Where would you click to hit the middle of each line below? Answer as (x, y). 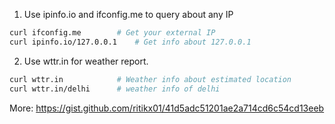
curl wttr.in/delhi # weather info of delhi (115, 89)
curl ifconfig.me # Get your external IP (112, 33)
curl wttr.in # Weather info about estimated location (150, 79)
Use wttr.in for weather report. (86, 61)
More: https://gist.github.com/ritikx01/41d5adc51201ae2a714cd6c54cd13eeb (167, 108)
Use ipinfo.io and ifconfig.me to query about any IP (128, 14)
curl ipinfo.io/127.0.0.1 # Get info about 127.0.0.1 (130, 42)
